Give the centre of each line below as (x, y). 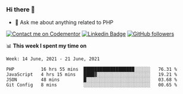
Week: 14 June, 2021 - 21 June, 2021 (53, 59)
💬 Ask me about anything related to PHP (64, 23)
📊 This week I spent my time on (46, 46)
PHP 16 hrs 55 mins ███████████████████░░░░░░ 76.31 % (92, 70)
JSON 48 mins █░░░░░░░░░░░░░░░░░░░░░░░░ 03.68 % (92, 80)
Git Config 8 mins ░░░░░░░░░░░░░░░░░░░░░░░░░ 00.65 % (92, 85)
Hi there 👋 (21, 10)
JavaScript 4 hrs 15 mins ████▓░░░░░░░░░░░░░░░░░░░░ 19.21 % (92, 75)
